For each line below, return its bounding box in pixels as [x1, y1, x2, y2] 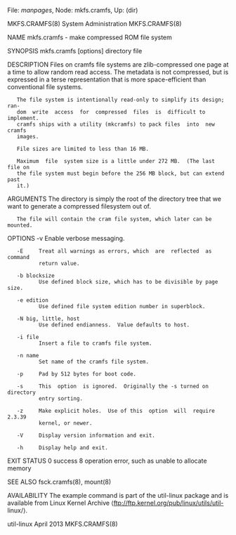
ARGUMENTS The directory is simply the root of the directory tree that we [7, 194, 221, 203]
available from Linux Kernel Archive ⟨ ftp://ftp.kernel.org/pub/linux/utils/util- [7, 498, 224, 507]
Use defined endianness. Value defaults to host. [38, 322, 190, 329]
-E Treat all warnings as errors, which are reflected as [16, 248, 212, 255]
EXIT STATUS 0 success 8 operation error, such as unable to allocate [7, 456, 207, 465]
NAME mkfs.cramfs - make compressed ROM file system [7, 33, 172, 41]
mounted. [7, 222, 33, 229]
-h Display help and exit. [16, 444, 109, 451]
